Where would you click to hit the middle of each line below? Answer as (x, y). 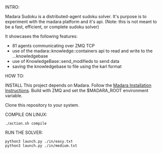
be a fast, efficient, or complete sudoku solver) (52, 27)
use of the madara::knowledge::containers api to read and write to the (82, 51)
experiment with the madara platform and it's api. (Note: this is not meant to (81, 22)
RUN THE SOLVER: (24, 133)
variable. (14, 96)
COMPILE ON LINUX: (26, 115)
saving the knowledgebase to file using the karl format (67, 66)
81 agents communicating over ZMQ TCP (53, 46)
